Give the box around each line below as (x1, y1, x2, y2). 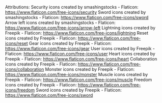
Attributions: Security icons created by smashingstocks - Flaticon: (5, 4, 139, 10)
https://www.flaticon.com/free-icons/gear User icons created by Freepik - (5, 46, 155, 51)
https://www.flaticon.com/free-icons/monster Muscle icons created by (5, 72, 148, 77)
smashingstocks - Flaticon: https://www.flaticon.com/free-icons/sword (5, 15, 149, 20)
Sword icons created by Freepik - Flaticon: (36, 87, 122, 93)
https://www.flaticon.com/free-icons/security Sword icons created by (5, 9, 146, 15)
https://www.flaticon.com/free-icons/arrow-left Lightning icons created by (5, 25, 156, 31)
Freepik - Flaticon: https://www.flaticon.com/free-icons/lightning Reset (5, 30, 149, 36)
